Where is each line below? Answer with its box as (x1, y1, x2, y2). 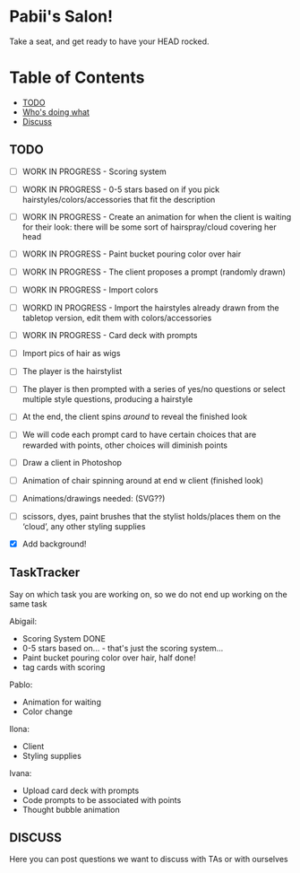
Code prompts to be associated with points (21, 794, 182, 805)
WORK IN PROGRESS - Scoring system (21, 166, 167, 177)
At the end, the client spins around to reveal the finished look (21, 411, 248, 423)
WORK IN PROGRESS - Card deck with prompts (21, 330, 198, 341)
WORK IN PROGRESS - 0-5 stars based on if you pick (21, 184, 220, 195)
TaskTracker (9, 565, 81, 581)
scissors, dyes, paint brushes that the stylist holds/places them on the (21, 511, 281, 521)
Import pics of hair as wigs (21, 348, 121, 359)
